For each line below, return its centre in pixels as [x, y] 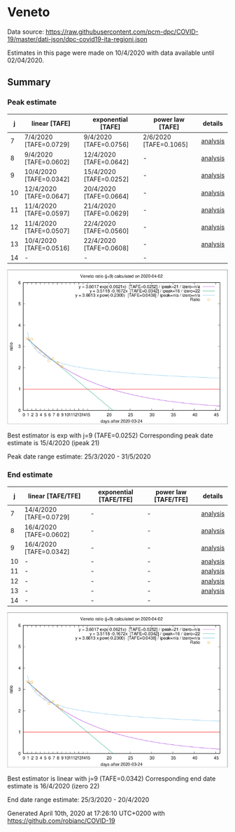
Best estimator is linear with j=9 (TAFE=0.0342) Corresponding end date [112, 778]
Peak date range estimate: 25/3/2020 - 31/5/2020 [79, 456]
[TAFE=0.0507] [47, 231]
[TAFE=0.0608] [106, 248]
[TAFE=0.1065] [166, 145]
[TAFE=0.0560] [106, 231]
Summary [29, 82]
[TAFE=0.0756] [106, 145]
